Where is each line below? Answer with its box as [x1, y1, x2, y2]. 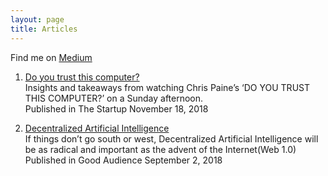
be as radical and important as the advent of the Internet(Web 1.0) [24, 143, 297, 155]
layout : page [10, 14, 65, 25]
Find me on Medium [10, 51, 93, 63]
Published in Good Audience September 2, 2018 [24, 154, 223, 166]
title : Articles [10, 24, 78, 34]
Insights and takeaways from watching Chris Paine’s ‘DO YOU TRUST [24, 81, 310, 93]
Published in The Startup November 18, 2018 [24, 102, 209, 115]
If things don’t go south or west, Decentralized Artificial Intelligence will [24, 132, 319, 145]
